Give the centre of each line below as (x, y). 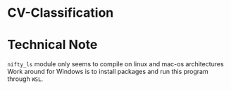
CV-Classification (61, 13)
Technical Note (52, 45)
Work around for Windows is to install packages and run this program (108, 72)
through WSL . (25, 79)
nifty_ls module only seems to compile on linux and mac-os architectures (115, 64)
